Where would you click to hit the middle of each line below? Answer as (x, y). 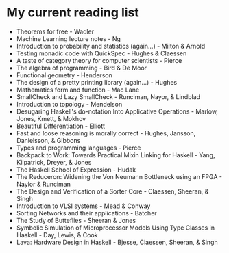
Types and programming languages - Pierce (79, 148)
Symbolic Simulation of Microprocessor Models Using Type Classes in (116, 228)
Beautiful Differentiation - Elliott (61, 126)
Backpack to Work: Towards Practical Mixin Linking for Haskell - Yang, (116, 155)
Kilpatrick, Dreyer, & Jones (54, 162)
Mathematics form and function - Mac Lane (78, 90)
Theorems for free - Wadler (55, 31)
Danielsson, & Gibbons (48, 140)
